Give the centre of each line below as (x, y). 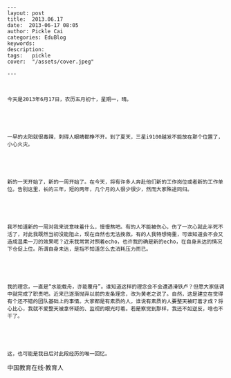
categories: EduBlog (37, 37)
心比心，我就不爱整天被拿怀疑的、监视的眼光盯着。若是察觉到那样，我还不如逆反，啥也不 (115, 309)
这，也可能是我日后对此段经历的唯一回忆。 (59, 354)
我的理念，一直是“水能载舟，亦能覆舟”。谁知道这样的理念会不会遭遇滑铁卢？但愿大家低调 (116, 287)
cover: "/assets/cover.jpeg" (51, 62)
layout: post (26, 13)
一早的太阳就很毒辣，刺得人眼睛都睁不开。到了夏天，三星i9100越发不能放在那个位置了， (115, 137)
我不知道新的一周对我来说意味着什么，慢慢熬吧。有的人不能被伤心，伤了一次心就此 (108, 227)
